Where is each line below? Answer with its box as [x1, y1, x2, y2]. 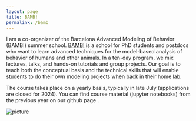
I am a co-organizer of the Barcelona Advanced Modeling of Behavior [6, 36, 175, 43]
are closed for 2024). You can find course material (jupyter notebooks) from [6, 90, 191, 98]
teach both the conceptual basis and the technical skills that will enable [6, 67, 179, 74]
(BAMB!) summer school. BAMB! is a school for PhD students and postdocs [6, 42, 189, 49]
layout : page [6, 8, 38, 15]
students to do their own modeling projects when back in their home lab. [6, 73, 182, 80]
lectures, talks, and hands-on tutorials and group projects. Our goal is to [6, 60, 181, 68]
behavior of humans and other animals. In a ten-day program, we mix [6, 54, 174, 62]
